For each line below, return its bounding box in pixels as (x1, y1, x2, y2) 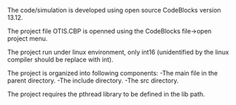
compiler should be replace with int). (7, 55, 114, 64)
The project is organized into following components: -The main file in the (7, 69, 218, 77)
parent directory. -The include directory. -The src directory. (7, 76, 179, 85)
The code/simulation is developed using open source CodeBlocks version (7, 6, 221, 14)
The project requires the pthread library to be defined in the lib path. (7, 90, 206, 98)
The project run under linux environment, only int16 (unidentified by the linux (7, 48, 229, 56)
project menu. (7, 34, 48, 43)
